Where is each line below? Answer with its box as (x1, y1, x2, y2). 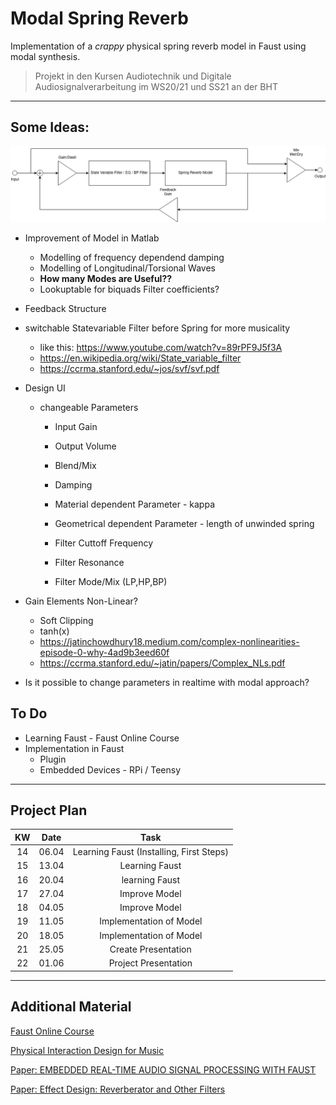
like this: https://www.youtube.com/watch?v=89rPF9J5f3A (39, 341, 283, 353)
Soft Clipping (39, 614, 94, 626)
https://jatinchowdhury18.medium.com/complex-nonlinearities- (39, 635, 300, 647)
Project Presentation (108, 957, 193, 969)
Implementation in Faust (24, 742, 125, 754)
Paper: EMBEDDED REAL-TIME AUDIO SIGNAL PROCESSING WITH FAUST (10, 1063, 317, 1076)
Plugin (39, 753, 67, 765)
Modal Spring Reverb (10, 7, 189, 30)
